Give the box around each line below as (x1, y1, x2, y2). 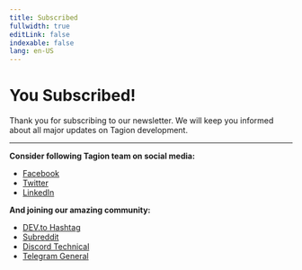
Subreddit (22, 231, 59, 243)
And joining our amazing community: (9, 204, 151, 216)
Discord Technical (22, 241, 90, 252)
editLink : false (9, 30, 70, 39)
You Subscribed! (9, 85, 137, 106)
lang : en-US (9, 47, 54, 56)
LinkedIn (22, 187, 55, 198)
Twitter (22, 177, 49, 189)
